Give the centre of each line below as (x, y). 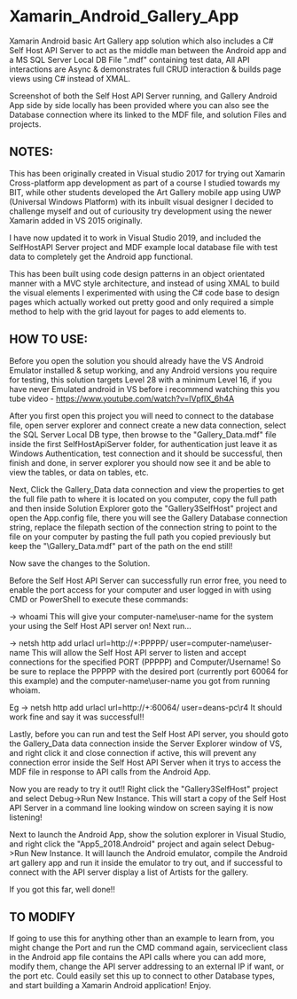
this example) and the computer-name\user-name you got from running (140, 680)
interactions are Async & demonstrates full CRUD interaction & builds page (145, 69)
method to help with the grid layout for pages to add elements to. (128, 311)
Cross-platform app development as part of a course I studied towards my (145, 183)
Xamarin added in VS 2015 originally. (76, 220)
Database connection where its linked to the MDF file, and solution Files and (148, 114)
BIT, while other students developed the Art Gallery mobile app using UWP (145, 192)
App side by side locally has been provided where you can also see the (139, 105)
